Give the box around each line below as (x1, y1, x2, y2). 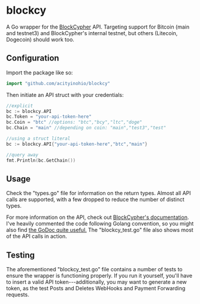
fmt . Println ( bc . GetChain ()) (6, 157, 76, 164)
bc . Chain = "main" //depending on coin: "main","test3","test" (6, 125, 167, 131)
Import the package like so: (6, 69, 73, 76)
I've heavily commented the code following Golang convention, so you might (6, 220, 194, 227)
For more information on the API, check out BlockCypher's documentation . (6, 214, 189, 221)
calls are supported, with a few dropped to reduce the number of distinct (6, 196, 185, 203)
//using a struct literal (6, 136, 70, 142)
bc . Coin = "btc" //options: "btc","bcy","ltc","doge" (6, 120, 143, 126)
